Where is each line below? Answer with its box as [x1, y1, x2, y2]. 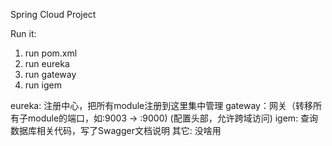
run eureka [24, 58, 70, 69]
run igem [24, 79, 62, 91]
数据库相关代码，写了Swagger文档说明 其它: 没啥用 [10, 125, 222, 136]
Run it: [10, 28, 37, 39]
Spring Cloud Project [10, 9, 97, 20]
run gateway [24, 69, 77, 80]
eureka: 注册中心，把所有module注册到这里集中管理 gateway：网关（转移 [10, 100, 313, 111]
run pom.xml [24, 47, 78, 59]
